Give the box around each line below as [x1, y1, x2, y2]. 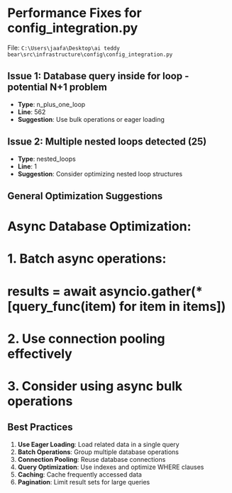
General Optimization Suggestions [7, 190, 163, 202]
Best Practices [7, 421, 73, 433]
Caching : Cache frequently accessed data [17, 470, 142, 479]
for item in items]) [119, 298, 226, 314]
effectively [7, 346, 72, 362]
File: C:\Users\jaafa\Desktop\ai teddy [7, 43, 121, 52]
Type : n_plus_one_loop [17, 100, 86, 108]
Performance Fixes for [7, 5, 142, 21]
